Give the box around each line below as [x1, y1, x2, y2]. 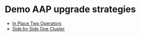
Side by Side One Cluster [12, 25, 65, 31]
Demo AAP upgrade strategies [5, 4, 136, 15]
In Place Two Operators [12, 20, 62, 26]
